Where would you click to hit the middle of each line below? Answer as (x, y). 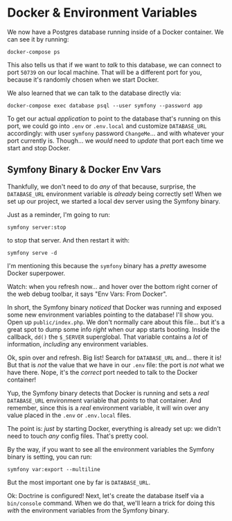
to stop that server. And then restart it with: (69, 240)
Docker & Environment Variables (102, 13)
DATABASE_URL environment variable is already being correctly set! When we (115, 194)
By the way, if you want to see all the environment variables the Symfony (111, 449)
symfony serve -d (32, 253)
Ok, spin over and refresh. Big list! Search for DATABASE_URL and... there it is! (114, 357)
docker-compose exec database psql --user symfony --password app (105, 105)
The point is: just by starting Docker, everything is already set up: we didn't (114, 428)
